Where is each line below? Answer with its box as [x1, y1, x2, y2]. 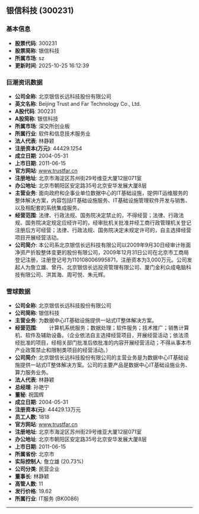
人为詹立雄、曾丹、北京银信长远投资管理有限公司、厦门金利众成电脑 [20, 263, 187, 270]
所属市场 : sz [14, 54, 44, 61]
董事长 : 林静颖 [14, 473, 49, 480]
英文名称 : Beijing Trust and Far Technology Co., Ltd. [14, 100, 141, 107]
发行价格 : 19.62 [14, 488, 52, 495]
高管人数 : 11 [14, 480, 43, 487]
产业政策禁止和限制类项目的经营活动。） [14, 346, 111, 354]
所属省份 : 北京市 [14, 450, 54, 458]
